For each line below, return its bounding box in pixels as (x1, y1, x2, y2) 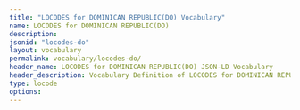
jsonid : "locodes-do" (9, 37, 90, 47)
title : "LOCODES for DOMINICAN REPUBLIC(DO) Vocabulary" (9, 12, 226, 22)
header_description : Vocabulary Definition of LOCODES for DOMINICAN (9, 71, 274, 80)
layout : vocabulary (9, 46, 82, 55)
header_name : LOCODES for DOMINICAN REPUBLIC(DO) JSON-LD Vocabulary (9, 63, 274, 72)
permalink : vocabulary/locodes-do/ (9, 54, 142, 63)
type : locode (9, 79, 58, 88)
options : (9, 87, 42, 96)
